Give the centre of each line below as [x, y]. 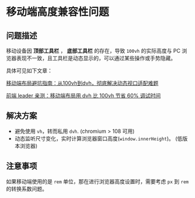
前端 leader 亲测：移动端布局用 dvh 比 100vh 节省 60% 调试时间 [83, 95]
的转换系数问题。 [27, 189]
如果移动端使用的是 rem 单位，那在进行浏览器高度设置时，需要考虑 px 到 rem [97, 181]
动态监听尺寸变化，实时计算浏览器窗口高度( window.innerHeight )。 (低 [98, 138]
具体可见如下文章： [29, 71]
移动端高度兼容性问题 [58, 12]
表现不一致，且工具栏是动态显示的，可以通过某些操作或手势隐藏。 [96, 58]
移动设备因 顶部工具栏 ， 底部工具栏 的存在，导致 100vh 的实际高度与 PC [93, 51]
